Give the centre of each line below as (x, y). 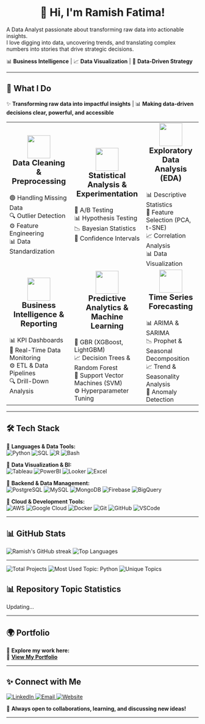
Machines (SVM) (98, 383)
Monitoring (25, 358)
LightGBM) (90, 350)
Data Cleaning (39, 163)
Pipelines (23, 373)
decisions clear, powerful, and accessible (60, 112)
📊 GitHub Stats (36, 533)
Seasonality (163, 376)
